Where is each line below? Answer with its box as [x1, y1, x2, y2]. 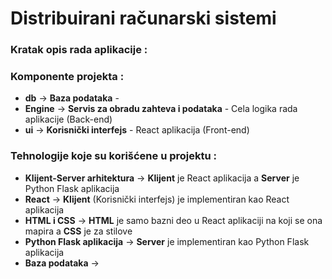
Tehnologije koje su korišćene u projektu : [10, 149, 218, 163]
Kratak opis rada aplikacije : [10, 43, 148, 57]
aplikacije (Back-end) [24, 113, 113, 126]
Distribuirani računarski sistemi [10, 7, 277, 30]
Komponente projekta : [10, 70, 125, 84]
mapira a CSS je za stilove [24, 225, 133, 237]
